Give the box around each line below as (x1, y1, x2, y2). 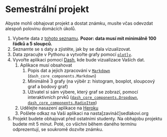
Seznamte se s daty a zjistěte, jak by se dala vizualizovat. (12, 46, 132, 52)
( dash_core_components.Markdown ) (27, 73, 97, 79)
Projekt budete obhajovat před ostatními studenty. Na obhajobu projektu (12, 115, 162, 121)
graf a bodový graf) (27, 83, 68, 89)
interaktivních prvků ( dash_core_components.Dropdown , (27, 94, 138, 100)
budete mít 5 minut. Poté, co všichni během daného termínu (12, 121, 137, 127)
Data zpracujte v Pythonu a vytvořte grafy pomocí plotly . (12, 51, 132, 57)
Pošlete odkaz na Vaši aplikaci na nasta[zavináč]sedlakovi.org (20, 110, 149, 116)
